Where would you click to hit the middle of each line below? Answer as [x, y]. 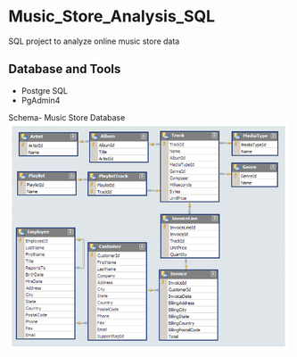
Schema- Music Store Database [67, 117]
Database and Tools [65, 69]
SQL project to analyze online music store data [94, 41]
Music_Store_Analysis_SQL [112, 17]
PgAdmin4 [41, 100]
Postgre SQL [45, 90]
